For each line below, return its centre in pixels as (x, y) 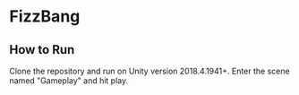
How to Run (42, 50)
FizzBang (45, 17)
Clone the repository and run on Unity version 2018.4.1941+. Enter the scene (149, 71)
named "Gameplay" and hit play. (69, 81)
